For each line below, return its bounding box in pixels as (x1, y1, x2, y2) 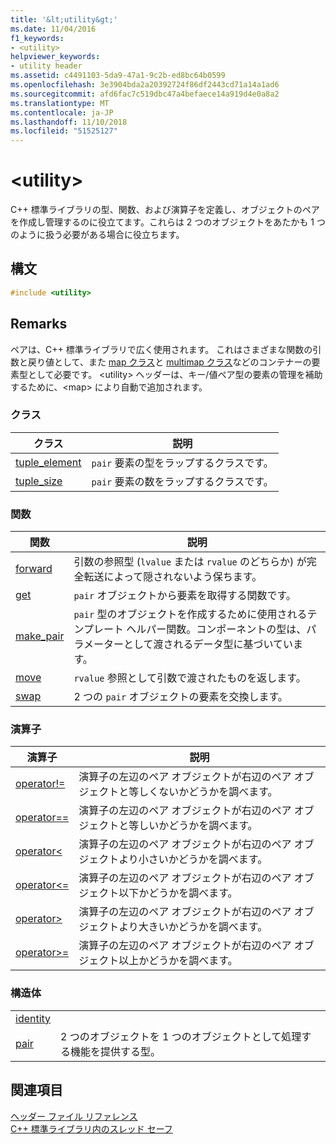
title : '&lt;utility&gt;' (10, 14, 118, 25)
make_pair (15, 629, 65, 643)
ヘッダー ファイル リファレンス (10, 1110, 138, 1122)
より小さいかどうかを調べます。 (118, 852, 268, 866)
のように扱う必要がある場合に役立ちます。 (10, 229, 185, 241)
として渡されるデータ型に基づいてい (123, 637, 293, 651)
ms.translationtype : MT (10, 98, 110, 108)
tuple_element (15, 455, 82, 469)
